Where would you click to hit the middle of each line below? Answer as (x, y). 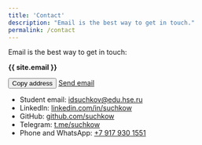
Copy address (33, 83)
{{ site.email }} (33, 67)
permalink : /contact (42, 30)
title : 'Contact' (37, 15)
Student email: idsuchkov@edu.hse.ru (81, 100)
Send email (77, 83)
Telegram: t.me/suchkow (60, 125)
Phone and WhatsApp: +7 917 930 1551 (83, 133)
